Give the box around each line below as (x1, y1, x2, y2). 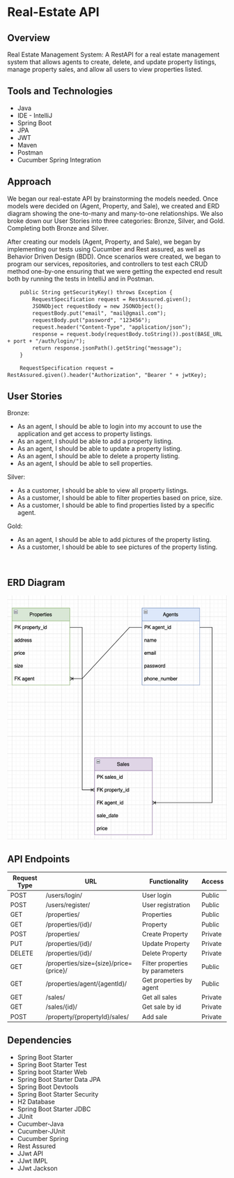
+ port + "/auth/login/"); (7, 337, 86, 345)
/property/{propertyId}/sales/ (45, 1012, 130, 1021)
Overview (7, 32, 51, 44)
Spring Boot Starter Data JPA (17, 1075, 101, 1083)
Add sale (141, 1012, 168, 1021)
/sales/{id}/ (45, 1002, 78, 1011)
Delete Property (141, 949, 188, 958)
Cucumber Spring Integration (17, 155, 101, 164)
